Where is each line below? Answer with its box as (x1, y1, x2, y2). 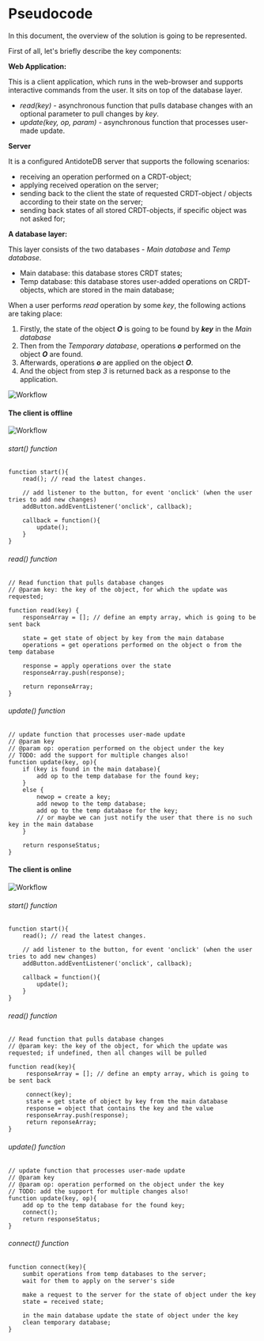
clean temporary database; (22, 1318, 111, 1326)
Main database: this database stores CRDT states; (19, 268, 183, 278)
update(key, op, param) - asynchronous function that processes (19, 117, 229, 127)
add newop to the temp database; (36, 800, 147, 808)
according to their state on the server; (19, 197, 144, 206)
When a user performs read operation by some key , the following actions (8, 300, 247, 309)
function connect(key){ (8, 1263, 87, 1271)
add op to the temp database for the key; (36, 806, 179, 815)
